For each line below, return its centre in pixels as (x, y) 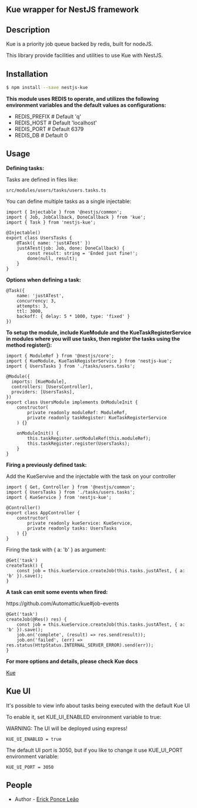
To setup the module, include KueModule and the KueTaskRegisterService (99, 332)
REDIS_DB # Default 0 (41, 135)
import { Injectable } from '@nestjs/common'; (64, 212)
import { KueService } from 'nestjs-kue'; (59, 497)
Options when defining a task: (44, 280)
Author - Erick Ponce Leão (47, 799)
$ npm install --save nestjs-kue (47, 88)
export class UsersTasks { (39, 238)
